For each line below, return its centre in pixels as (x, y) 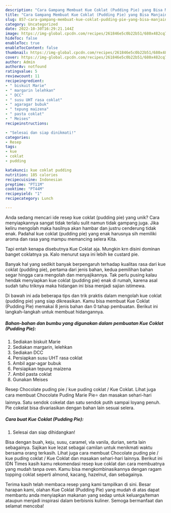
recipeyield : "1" (24, 194)
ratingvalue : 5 (21, 72)
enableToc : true (22, 43)
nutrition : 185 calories (32, 175)
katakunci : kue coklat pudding (38, 170)
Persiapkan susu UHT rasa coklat (48, 358)
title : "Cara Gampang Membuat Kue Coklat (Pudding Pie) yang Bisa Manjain (86, 15)
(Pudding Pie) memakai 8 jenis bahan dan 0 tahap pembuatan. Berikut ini (82, 306)
